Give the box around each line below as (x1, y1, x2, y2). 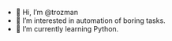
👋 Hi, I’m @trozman (15, 8, 79, 17)
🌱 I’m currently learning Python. (15, 24, 119, 33)
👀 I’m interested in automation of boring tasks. (15, 16, 166, 25)
